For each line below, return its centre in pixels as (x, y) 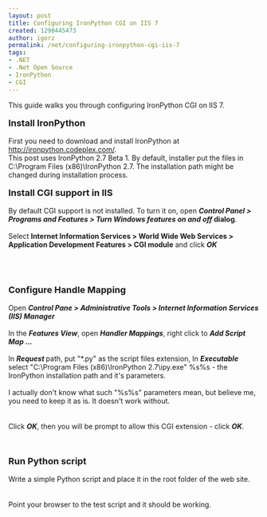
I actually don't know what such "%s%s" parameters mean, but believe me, (132, 392)
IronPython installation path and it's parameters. (87, 375)
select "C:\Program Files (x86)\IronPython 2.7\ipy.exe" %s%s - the (118, 366)
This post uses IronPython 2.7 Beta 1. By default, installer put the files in (126, 158)
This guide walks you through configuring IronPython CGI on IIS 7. (116, 105)
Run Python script (47, 461)
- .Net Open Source (41, 68)
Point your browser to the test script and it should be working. (110, 504)
